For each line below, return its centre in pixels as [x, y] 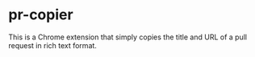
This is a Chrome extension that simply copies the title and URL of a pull [128, 37]
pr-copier [41, 15]
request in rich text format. [52, 45]
